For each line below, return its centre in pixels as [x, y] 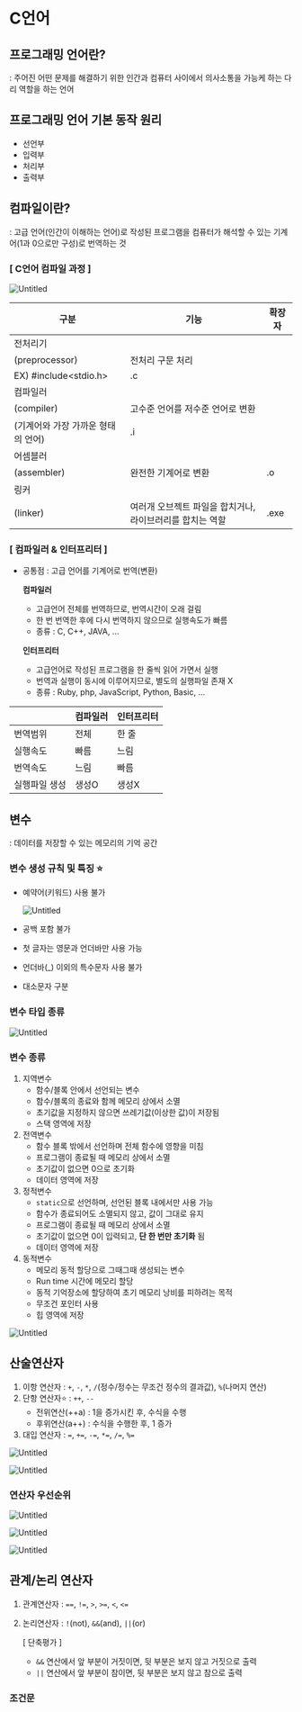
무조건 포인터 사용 [67, 1303]
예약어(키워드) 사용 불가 [64, 893]
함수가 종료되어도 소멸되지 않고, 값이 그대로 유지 [120, 1213]
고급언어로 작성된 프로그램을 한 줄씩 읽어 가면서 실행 [127, 670]
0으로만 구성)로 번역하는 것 [79, 243]
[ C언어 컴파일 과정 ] [50, 268]
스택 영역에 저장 [63, 1123]
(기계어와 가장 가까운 [55, 426]
